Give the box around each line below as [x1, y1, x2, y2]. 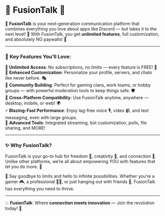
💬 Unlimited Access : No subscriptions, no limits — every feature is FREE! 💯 [5, 64, 157, 70]
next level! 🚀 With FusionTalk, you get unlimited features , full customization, [5, 31, 160, 37]
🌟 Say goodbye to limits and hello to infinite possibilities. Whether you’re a [5, 173, 155, 179]
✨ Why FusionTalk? [5, 142, 53, 149]
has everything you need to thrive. [5, 186, 75, 191]
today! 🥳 [5, 205, 22, 211]
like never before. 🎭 [5, 75, 47, 81]
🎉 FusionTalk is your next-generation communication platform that [5, 21, 140, 27]
